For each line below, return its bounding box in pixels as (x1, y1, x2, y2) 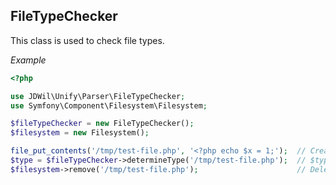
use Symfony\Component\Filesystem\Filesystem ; (10, 100, 208, 111)
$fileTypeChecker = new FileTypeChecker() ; (10, 119, 195, 129)
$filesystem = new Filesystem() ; (10, 128, 150, 138)
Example (10, 54, 47, 66)
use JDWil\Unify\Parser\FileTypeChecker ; (10, 91, 186, 101)
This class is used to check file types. (10, 34, 165, 46)
